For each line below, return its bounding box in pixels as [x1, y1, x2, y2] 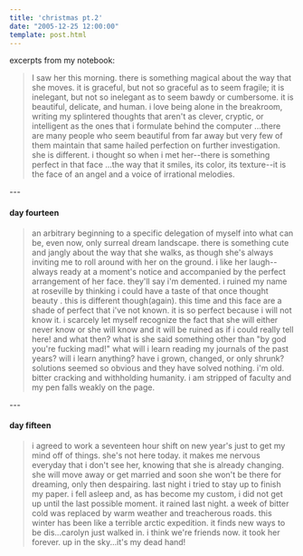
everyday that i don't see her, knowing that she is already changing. [31, 459, 285, 470]
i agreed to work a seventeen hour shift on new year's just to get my [31, 440, 286, 451]
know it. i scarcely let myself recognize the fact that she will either [31, 314, 279, 325]
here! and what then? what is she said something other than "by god [31, 333, 287, 345]
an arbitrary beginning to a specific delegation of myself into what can [31, 228, 294, 239]
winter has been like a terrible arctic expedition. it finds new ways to [31, 517, 286, 528]
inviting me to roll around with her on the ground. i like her [31, 256, 248, 268]
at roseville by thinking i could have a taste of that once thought [31, 285, 269, 296]
